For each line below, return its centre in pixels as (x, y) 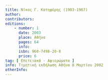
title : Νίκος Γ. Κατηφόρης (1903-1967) (47, 10)
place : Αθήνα (32, 38)
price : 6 (27, 56)
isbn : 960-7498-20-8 (40, 51)
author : (13, 14)
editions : (15, 24)
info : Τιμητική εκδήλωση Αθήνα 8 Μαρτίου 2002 (54, 65)
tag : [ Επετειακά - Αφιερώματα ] (40, 61)
